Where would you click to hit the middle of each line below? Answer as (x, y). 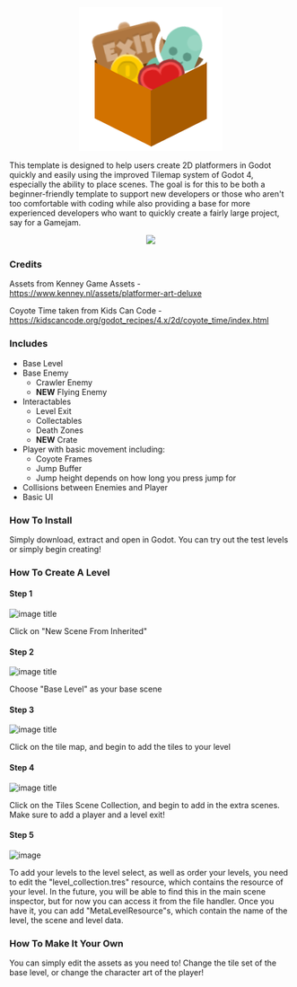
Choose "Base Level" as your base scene (86, 689)
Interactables (47, 401)
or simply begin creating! (55, 549)
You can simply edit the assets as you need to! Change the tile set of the (143, 963)
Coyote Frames (64, 458)
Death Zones (59, 430)
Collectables (59, 420)
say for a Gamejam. (45, 222)
